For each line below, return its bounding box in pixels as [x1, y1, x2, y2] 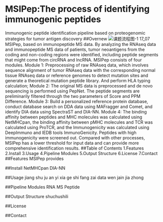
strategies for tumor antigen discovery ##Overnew [5, 36, 108, 42]
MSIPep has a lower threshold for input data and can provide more [5, 140, 139, 146]
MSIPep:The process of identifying [5, 3, 150, 15]
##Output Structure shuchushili [5, 193, 69, 199]
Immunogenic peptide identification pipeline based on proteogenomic [5, 30, 146, 36]
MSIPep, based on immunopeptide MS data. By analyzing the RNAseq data [5, 41, 156, 47]
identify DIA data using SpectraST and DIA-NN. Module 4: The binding [5, 109, 147, 114]
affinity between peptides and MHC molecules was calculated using [5, 114, 142, 120]
